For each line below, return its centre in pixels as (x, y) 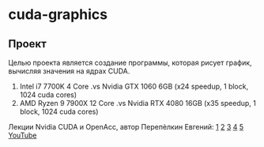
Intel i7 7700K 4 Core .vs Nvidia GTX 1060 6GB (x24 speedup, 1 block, (134, 86)
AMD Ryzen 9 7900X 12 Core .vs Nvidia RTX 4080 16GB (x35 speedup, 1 (138, 103)
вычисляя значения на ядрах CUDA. (69, 71)
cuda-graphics (58, 15)
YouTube (23, 135)
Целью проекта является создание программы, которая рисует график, (130, 62)
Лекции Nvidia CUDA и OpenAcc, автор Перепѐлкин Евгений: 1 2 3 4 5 (126, 127)
